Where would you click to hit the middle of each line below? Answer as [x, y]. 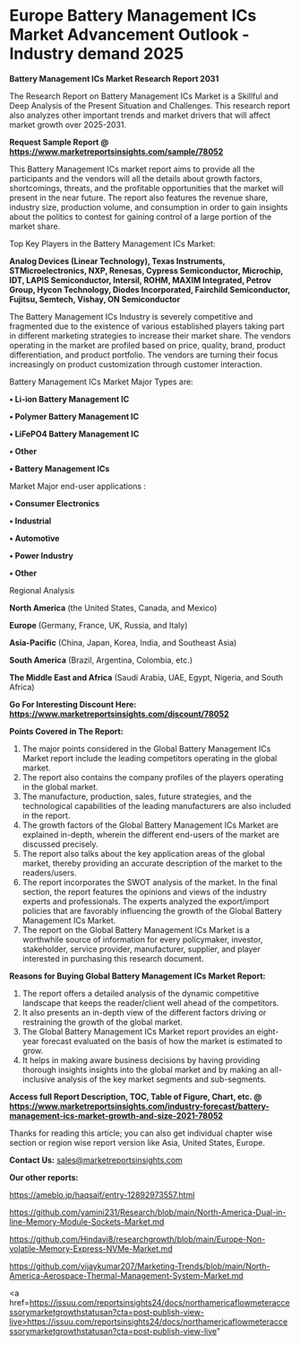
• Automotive [34, 538]
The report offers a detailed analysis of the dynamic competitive [141, 993]
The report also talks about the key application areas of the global [144, 853]
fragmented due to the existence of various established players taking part [147, 326]
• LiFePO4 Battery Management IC [74, 434]
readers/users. [49, 873]
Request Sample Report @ [59, 142]
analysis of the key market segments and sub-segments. [162, 1079]
